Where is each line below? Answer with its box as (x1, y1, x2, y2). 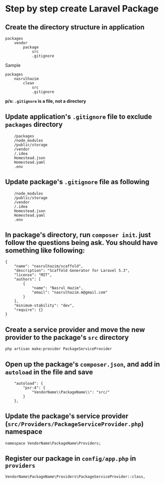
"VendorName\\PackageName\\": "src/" (31, 390, 110, 395)
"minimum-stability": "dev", (14, 303, 75, 308)
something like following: (5, 246, 85, 255)
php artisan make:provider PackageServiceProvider (5, 346, 112, 352)
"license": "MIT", (14, 272, 52, 277)
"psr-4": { (23, 385, 46, 391)
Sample (5, 62, 21, 68)
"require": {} (14, 307, 43, 312)
